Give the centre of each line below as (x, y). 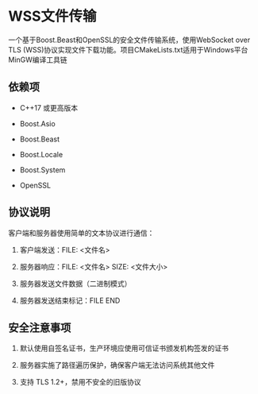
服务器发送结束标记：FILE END (70, 300)
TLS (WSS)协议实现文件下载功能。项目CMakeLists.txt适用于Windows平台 (128, 49)
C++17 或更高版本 (49, 107)
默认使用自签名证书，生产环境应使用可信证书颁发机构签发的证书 (124, 348)
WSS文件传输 (52, 16)
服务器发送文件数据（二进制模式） (75, 284)
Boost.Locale (41, 154)
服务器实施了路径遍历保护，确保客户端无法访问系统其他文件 (117, 365)
